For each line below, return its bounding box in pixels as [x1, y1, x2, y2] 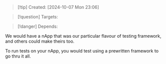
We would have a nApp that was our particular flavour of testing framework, [5, 33, 161, 39]
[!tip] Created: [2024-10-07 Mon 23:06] [17, 4, 99, 10]
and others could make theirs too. [5, 38, 75, 44]
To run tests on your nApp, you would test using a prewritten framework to [5, 48, 159, 54]
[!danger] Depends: [17, 23, 58, 29]
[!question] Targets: [17, 14, 58, 19]
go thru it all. [5, 53, 31, 59]
